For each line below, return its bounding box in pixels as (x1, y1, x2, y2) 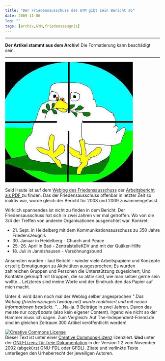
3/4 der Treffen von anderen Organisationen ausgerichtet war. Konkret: (5, 217, 149, 224)
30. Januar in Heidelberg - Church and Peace (12, 238, 105, 244)
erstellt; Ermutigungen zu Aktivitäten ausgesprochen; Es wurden (5, 263, 136, 269)
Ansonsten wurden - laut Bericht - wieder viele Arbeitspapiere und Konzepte (5, 258, 160, 264)
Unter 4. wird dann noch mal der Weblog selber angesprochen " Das (5, 293, 144, 299)
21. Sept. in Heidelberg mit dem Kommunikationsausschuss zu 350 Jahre (12, 227, 160, 233)
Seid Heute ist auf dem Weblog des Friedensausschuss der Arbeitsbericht (5, 187, 155, 193)
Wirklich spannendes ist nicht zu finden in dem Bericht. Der (5, 207, 125, 213)
